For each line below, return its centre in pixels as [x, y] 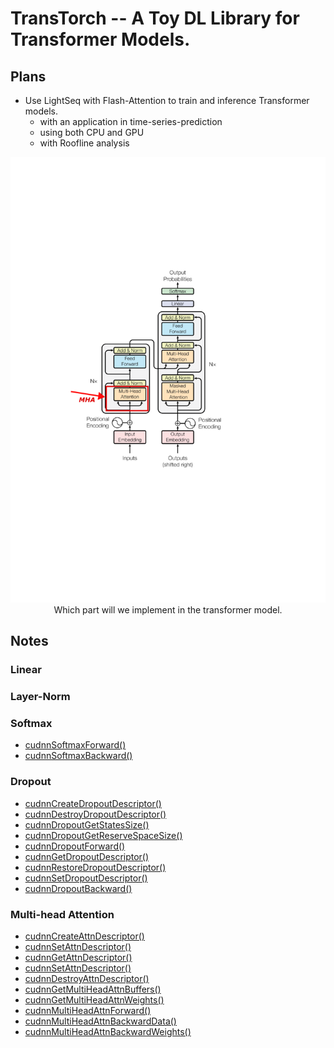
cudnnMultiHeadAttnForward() [88, 1010]
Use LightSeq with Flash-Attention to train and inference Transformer [167, 100]
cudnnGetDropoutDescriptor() [87, 856]
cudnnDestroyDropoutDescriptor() [95, 814]
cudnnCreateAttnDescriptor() [84, 936]
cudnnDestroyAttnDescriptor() [87, 978]
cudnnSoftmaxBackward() [78, 756]
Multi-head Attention [62, 914]
